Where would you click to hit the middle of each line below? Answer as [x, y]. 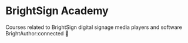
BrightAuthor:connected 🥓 [37, 33]
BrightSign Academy [57, 11]
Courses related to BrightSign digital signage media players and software [94, 27]
